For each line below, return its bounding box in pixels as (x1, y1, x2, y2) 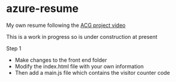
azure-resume (6, 2, 79, 16)
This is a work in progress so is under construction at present (6, 33, 157, 40)
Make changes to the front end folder (14, 56, 107, 63)
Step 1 (6, 44, 22, 52)
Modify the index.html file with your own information (14, 62, 144, 70)
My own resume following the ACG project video (6, 22, 126, 29)
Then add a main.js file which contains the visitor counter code (14, 69, 171, 76)
